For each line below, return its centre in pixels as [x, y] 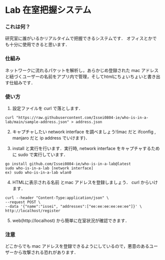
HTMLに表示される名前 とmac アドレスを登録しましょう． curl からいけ [85, 183]
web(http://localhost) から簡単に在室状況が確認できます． [71, 221]
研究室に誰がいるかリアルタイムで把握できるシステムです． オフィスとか [79, 38]
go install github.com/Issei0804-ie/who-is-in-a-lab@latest [68, 164]
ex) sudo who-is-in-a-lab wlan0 [38, 173]
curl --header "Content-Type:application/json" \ [57, 198]
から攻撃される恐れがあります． [46, 253]
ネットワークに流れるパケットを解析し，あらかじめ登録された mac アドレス [82, 70]
